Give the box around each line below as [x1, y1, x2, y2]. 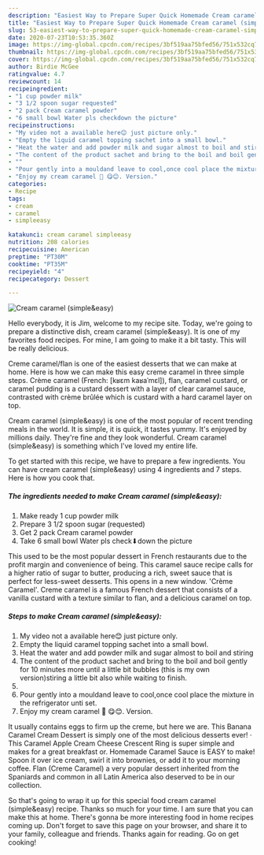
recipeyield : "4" [8, 267, 65, 276]
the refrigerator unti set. [19, 698, 97, 708]
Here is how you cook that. [8, 474, 96, 483]
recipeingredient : [8, 84, 68, 93]
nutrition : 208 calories [8, 238, 90, 247]
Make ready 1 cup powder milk [19, 511, 119, 521]
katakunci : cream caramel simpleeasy [8, 231, 132, 239]
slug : [8, 26, 26, 34]
